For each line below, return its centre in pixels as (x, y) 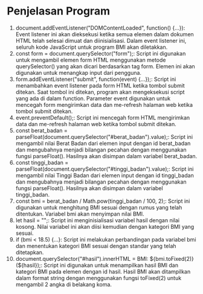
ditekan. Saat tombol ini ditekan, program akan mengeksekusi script (100, 92)
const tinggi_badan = (42, 162)
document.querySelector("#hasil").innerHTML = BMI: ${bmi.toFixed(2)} (105, 258)
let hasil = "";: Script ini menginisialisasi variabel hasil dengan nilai (98, 220)
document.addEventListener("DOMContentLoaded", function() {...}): (100, 28)
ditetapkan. (30, 252)
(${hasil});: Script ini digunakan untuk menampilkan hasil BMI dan (97, 265)
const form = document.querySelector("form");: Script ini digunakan (101, 53)
